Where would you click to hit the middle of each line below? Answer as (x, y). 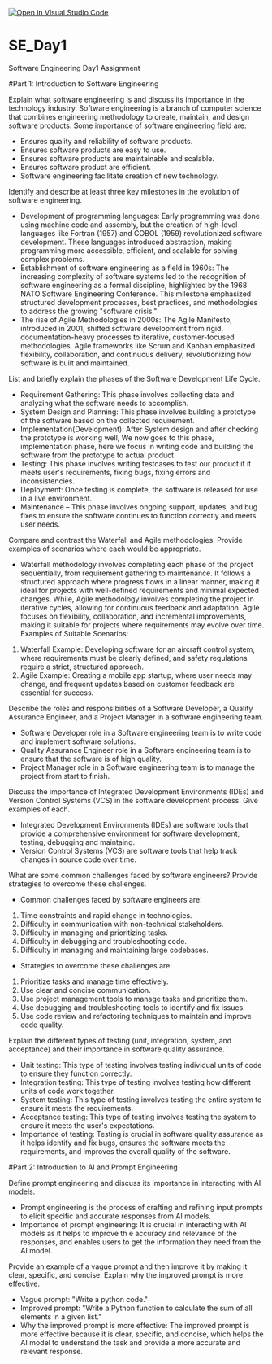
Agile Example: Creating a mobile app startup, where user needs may (136, 675)
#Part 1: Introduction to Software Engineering (84, 83)
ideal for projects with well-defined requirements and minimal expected (140, 590)
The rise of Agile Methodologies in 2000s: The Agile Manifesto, (126, 319)
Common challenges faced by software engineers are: (111, 899)
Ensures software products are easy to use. (93, 150)
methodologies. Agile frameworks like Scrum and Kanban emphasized (138, 345)
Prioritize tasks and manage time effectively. (94, 981)
